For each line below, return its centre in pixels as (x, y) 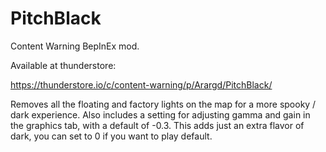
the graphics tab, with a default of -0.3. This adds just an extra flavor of (157, 125)
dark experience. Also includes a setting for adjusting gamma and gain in (160, 114)
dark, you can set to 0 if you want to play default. (111, 136)
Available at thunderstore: (63, 65)
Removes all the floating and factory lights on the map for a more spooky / (163, 104)
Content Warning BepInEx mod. (75, 46)
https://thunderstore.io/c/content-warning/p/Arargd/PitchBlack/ (141, 84)
